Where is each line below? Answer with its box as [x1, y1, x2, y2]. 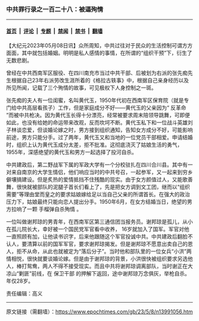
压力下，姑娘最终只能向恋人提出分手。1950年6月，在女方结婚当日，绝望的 [6, 198, 188, 205]
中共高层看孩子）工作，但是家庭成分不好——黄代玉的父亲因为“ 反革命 [16, 104, 187, 111]
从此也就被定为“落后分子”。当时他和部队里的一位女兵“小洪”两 [42, 248, 192, 255]
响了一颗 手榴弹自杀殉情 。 [16, 206, 82, 213]
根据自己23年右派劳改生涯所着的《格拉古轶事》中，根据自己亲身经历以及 [11, 76, 190, 84]
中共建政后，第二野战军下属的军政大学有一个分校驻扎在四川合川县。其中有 [6, 161, 188, 168]
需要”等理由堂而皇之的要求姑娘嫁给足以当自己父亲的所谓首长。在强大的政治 [6, 191, 191, 198]
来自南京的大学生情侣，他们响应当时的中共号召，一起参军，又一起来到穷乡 [11, 168, 193, 175]
